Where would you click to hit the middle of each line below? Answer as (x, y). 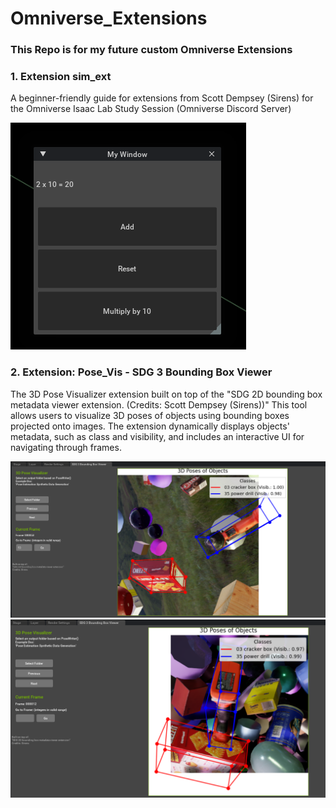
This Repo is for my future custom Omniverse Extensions (151, 50)
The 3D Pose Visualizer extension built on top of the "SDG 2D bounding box (166, 394)
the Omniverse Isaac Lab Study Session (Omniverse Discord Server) (151, 109)
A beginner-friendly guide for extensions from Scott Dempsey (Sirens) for (162, 98)
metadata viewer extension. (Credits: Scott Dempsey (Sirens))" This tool (159, 404)
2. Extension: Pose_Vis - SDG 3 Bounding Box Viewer (141, 372)
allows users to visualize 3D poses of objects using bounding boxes (150, 415)
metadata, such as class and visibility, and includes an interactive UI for (157, 436)
